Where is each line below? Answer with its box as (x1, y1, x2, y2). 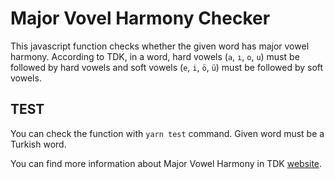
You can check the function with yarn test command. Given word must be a (10, 127, 325, 139)
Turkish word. (10, 138, 67, 150)
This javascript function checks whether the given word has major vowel (10, 40, 310, 52)
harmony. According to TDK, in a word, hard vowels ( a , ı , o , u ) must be (10, 50, 300, 62)
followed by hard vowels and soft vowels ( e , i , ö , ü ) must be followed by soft (10, 61, 324, 73)
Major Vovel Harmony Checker (10, 7, 271, 30)
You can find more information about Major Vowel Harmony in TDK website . (10, 157, 323, 169)
